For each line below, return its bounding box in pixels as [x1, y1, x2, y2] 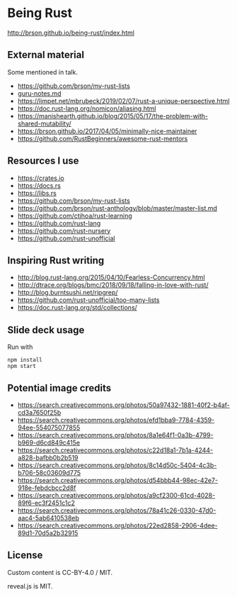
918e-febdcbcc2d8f [17, 484, 76, 492]
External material [7, 49, 85, 61]
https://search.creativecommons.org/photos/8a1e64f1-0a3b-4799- [17, 431, 214, 439]
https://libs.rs [17, 189, 57, 197]
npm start [7, 363, 37, 370]
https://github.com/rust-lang [17, 218, 101, 228]
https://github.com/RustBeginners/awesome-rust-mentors [17, 134, 188, 143]
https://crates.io [17, 174, 65, 182]
